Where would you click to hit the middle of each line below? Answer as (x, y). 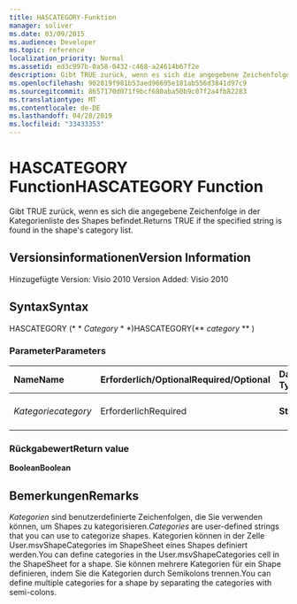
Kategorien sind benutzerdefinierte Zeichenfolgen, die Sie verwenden (136, 516)
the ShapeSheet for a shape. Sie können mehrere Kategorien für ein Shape (145, 563)
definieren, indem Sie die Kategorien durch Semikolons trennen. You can (140, 573)
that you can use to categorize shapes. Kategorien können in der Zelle (137, 535)
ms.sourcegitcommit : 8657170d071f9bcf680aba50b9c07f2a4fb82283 (128, 91)
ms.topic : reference (47, 50)
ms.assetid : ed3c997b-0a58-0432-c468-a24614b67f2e (104, 67)
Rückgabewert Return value (69, 448)
